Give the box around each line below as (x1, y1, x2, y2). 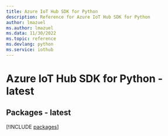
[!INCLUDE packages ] (6, 123, 59, 130)
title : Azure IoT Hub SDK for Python (6, 8, 98, 15)
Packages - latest (6, 108, 71, 118)
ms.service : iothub (6, 47, 54, 53)
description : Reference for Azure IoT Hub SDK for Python (6, 14, 150, 20)
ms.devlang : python (6, 42, 54, 47)
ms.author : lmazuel (6, 25, 54, 31)
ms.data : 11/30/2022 (6, 30, 57, 36)
